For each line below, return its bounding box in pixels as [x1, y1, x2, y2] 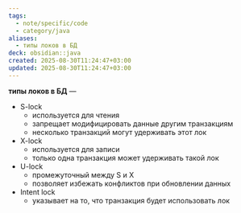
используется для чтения [31, 110, 119, 120]
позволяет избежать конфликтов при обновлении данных [31, 178, 231, 188]
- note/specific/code [15, 19, 89, 27]
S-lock [19, 101, 43, 111]
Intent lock [19, 186, 56, 197]
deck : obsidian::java [8, 49, 81, 57]
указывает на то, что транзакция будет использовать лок [31, 195, 231, 205]
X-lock [19, 136, 43, 145]
